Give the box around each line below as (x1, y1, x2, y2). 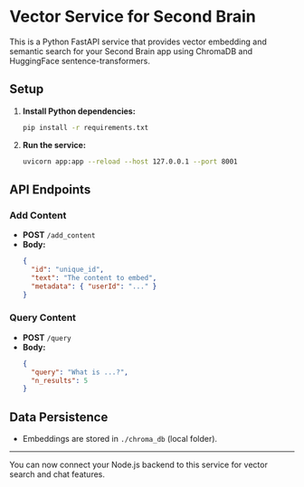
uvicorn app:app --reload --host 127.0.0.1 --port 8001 (22, 156, 238, 166)
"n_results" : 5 (31, 376, 89, 385)
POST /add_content (22, 229, 96, 240)
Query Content (9, 312, 77, 324)
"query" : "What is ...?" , (31, 368, 128, 377)
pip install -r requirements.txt (22, 123, 149, 132)
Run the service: (22, 139, 86, 150)
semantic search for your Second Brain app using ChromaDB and (9, 45, 253, 56)
